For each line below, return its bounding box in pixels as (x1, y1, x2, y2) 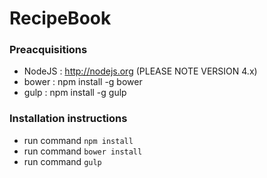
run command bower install (23, 145, 143, 157)
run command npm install (23, 134, 134, 146)
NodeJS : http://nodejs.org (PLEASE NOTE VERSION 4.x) (23, 65, 258, 77)
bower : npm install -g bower (23, 76, 143, 88)
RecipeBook (9, 7, 112, 30)
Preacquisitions (9, 43, 88, 57)
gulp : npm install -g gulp (23, 87, 127, 99)
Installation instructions (9, 112, 128, 126)
